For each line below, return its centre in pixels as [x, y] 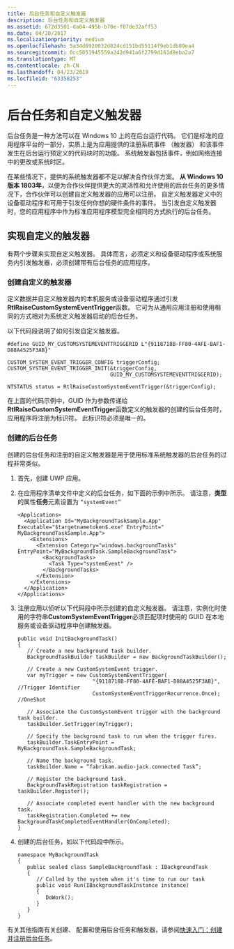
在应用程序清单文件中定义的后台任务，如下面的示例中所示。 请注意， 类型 [122, 493]
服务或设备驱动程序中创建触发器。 [66, 625]
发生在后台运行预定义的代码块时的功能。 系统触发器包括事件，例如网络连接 [115, 153]
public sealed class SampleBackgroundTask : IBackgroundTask [117, 867]
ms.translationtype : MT [42, 59]
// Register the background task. [77, 779]
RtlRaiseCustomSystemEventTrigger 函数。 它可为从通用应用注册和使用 [111, 308]
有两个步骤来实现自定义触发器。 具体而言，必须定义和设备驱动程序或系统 [112, 254]
